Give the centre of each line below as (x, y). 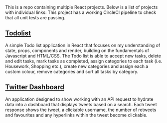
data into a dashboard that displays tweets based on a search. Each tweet (81, 104)
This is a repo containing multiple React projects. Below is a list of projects (82, 7)
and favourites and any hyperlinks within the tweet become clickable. (76, 115)
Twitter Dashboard (35, 87)
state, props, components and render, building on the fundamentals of (77, 50)
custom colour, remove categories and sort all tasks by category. (72, 71)
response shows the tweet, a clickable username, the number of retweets (81, 110)
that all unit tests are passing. (35, 18)
